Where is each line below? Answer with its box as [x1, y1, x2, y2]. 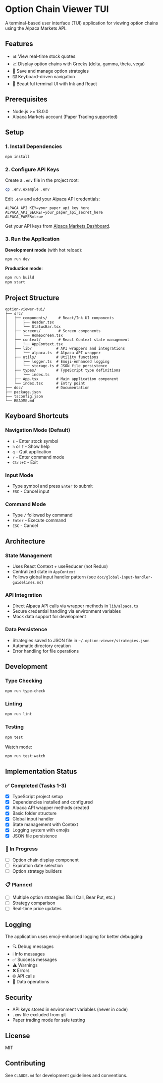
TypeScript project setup [12, 794, 63, 800]
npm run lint [5, 711, 32, 717]
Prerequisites [5, 95, 48, 104]
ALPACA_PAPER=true [5, 214, 43, 220]
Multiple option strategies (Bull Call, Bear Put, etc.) [12, 894, 115, 900]
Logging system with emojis [12, 827, 70, 833]
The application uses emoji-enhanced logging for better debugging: [5, 934, 144, 940]
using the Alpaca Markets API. [5, 25, 67, 31]
